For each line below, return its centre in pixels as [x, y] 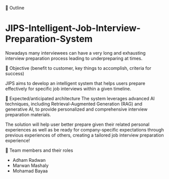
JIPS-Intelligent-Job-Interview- [73, 28]
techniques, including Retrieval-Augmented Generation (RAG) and [74, 104]
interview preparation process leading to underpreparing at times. [74, 58]
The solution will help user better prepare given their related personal [77, 124]
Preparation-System [49, 39]
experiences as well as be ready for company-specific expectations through [85, 129]
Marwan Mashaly [31, 165]
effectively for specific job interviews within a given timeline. [68, 88]
